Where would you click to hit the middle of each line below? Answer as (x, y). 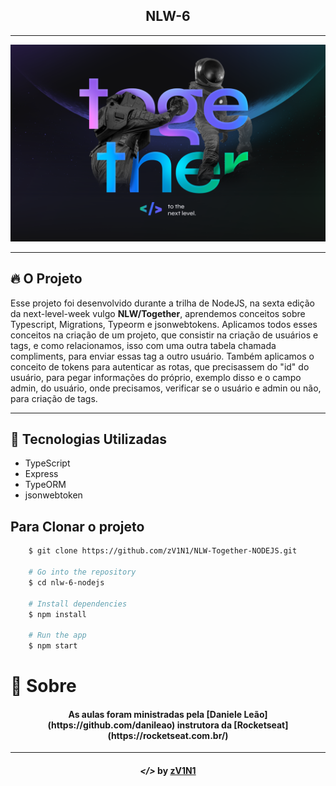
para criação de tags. (54, 398)
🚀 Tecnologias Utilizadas (88, 439)
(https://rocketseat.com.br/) (168, 735)
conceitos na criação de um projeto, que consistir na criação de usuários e (164, 335)
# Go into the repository (82, 572)
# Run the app (57, 635)
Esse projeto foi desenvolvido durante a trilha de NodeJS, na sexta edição (163, 303)
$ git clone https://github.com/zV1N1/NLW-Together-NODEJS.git (163, 551)
